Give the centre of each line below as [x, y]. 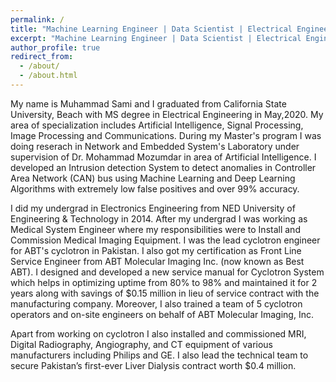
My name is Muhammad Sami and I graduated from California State [148, 103]
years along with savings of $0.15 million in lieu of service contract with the [165, 293]
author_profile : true [55, 47]
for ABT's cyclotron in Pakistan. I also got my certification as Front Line [156, 250]
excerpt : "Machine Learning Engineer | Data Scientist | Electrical [156, 38]
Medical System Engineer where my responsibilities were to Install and [155, 229]
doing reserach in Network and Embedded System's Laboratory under [155, 146]
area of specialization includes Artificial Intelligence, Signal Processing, [157, 125]
